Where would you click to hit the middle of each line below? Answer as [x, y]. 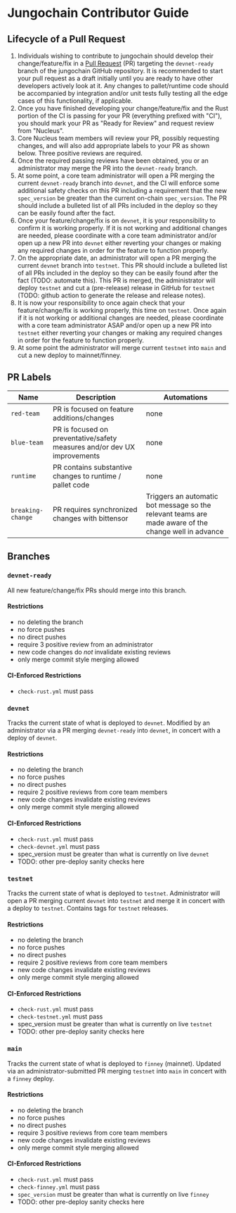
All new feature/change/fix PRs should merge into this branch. [97, 590]
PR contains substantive [92, 467]
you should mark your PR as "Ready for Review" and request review [116, 123]
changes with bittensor [90, 518]
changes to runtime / [87, 475]
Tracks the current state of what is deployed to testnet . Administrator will [114, 893]
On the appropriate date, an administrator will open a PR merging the [117, 258]
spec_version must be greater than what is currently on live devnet [113, 854]
